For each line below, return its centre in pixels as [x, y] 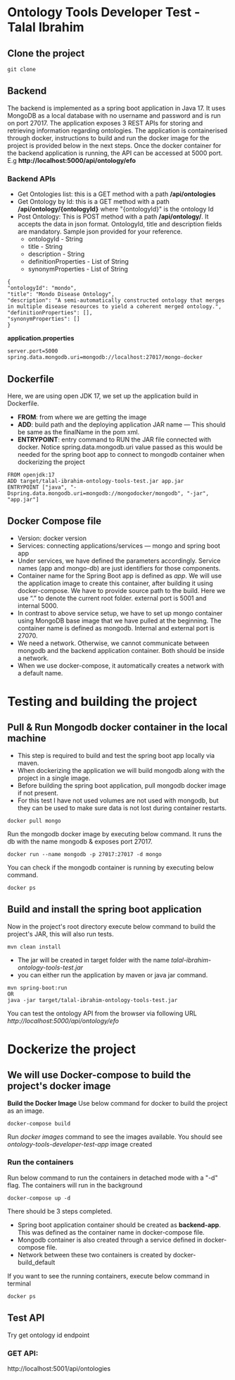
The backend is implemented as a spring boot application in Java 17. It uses [116, 108]
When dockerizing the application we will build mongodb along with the [121, 770]
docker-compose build [39, 1123]
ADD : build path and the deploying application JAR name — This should [121, 425]
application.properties [41, 338]
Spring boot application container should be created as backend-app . [119, 1225]
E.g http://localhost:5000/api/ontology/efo [71, 160]
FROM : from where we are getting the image [82, 417]
